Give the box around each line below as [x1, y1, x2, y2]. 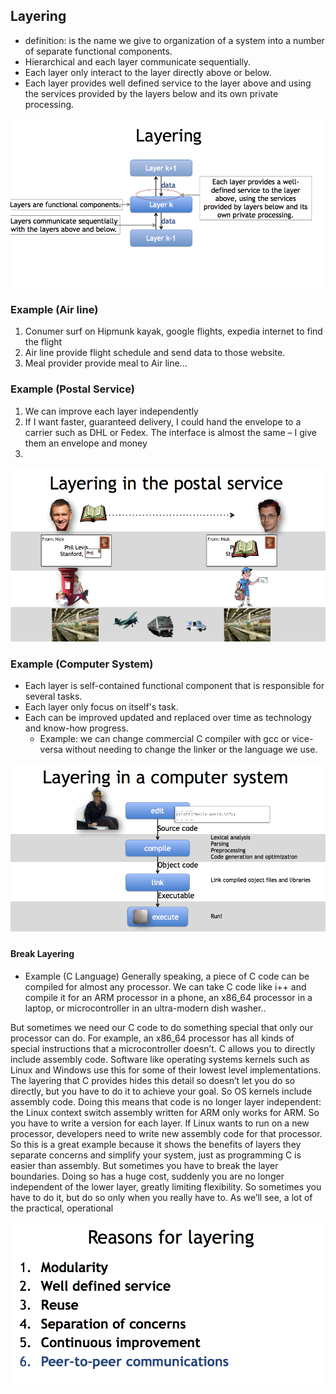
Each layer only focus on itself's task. [24, 700, 179, 713]
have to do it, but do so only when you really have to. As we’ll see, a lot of [10, 1191, 313, 1203]
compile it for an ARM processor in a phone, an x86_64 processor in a [24, 991, 313, 1003]
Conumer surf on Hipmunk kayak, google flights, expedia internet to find [24, 325, 323, 338]
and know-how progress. [24, 722, 129, 734]
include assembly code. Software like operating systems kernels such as [10, 1053, 310, 1065]
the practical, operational [10, 1202, 114, 1214]
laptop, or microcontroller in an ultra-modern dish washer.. [24, 1002, 267, 1014]
